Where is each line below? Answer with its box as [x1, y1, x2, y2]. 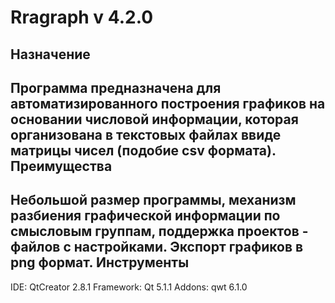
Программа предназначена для [10, 79, 222, 96]
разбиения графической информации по [10, 207, 281, 225]
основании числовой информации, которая [10, 111, 299, 128]
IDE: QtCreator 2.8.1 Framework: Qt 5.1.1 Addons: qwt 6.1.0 [10, 281, 248, 293]
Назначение [10, 46, 91, 63]
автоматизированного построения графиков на [10, 95, 326, 112]
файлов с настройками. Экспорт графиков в [10, 239, 304, 256]
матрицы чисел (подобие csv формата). [10, 142, 277, 159]
